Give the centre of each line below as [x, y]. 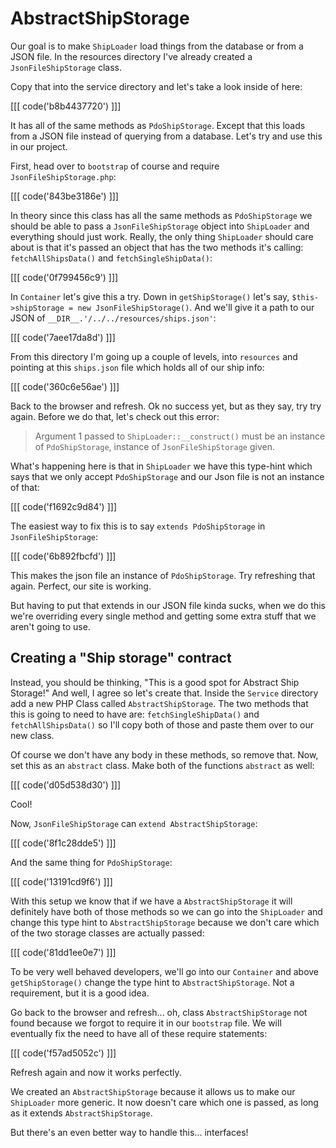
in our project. [39, 146]
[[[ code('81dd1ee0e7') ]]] [63, 952]
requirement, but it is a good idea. [80, 993]
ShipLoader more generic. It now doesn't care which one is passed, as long [164, 1102]
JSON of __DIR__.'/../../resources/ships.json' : [113, 318]
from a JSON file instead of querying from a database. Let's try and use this [166, 136]
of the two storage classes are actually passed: [107, 933]
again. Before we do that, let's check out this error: [115, 416]
